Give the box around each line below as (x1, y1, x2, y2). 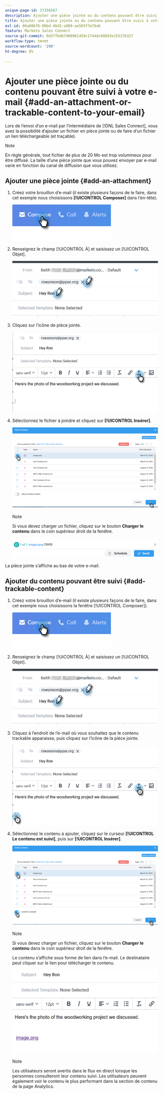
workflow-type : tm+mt (5, 39, 49, 44)
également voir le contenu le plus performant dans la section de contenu (12, 1078, 158, 1084)
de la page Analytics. (12, 1083, 54, 1090)
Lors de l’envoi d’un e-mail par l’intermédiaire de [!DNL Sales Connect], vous (5, 123, 158, 129)
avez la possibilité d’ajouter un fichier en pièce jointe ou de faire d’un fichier (5, 128, 156, 134)
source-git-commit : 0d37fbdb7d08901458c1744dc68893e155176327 (5, 34, 133, 39)
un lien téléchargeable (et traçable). (5, 133, 77, 139)
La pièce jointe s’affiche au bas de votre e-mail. (5, 563, 100, 569)
